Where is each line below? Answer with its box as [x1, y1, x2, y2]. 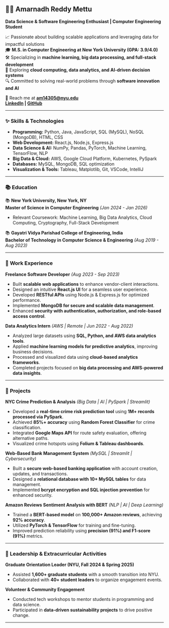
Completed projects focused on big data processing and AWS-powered [12, 364, 163, 370]
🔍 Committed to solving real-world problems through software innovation [5, 77, 160, 84]
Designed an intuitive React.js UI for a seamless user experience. [12, 286, 148, 292]
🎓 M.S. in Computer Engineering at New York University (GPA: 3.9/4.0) [5, 46, 158, 53]
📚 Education [5, 184, 38, 191]
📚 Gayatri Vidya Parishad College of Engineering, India [5, 230, 123, 236]
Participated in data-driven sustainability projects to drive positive [12, 607, 152, 613]
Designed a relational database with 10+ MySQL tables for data [12, 476, 146, 482]
